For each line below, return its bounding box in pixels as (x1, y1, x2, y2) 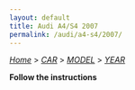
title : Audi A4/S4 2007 (9, 22, 99, 31)
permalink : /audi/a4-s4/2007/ (9, 30, 123, 39)
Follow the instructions (9, 72, 97, 83)
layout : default (9, 13, 70, 22)
